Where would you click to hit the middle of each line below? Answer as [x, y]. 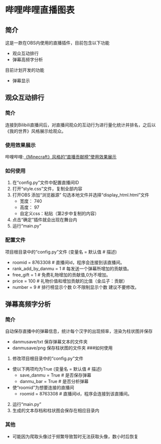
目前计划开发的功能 [25, 70]
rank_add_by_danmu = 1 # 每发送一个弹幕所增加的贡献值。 [72, 269]
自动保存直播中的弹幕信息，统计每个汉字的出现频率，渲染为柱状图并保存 [79, 331]
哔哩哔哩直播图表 [40, 10]
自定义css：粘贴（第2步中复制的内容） [59, 214]
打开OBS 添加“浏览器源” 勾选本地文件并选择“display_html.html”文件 [81, 195]
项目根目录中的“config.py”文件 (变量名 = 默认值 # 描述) [61, 252]
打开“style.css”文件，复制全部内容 [47, 189]
